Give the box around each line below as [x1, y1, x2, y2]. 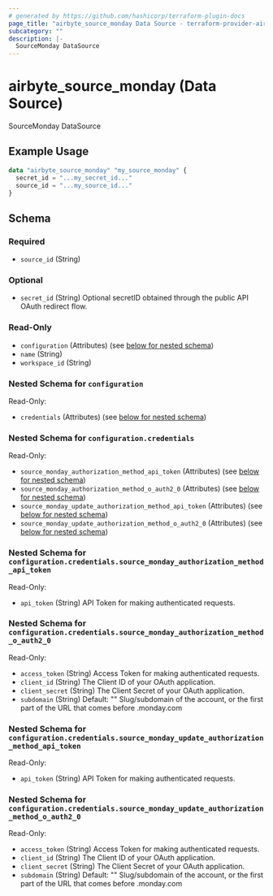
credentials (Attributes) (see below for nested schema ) [19, 412, 207, 422]
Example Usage [8, 145, 89, 158]
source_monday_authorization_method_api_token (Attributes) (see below [19, 466, 260, 476]
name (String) [19, 348, 63, 358]
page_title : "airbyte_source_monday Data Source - [8, 19, 184, 28]
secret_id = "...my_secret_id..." [15, 174, 132, 182]
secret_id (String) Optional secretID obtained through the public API [19, 293, 249, 303]
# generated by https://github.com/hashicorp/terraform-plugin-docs [8, 11, 245, 20]
